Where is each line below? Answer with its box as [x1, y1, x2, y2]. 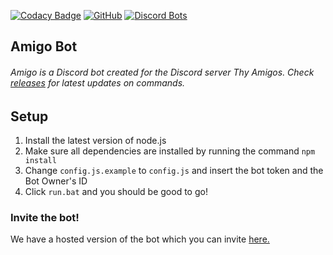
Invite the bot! [10, 210, 80, 224]
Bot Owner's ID [24, 175, 88, 187]
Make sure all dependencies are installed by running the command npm [24, 145, 316, 157]
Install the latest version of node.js [24, 135, 167, 147]
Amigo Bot [10, 38, 78, 55]
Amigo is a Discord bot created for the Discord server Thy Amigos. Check [10, 66, 315, 78]
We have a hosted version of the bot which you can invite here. [10, 233, 270, 245]
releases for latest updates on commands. [10, 76, 186, 89]
